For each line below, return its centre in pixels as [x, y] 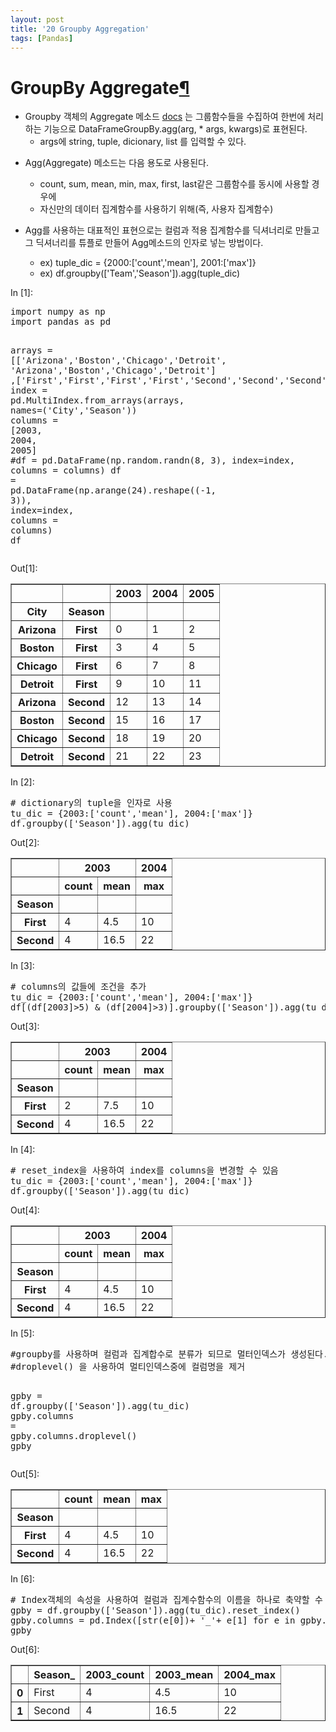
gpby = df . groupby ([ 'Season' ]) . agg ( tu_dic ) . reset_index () [155, 1610]
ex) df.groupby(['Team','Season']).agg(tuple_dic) [140, 273]
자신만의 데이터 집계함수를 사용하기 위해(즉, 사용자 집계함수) [156, 209]
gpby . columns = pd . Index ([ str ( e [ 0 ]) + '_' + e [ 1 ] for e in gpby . [168, 1620]
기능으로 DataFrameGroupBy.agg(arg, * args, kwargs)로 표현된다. [175, 129]
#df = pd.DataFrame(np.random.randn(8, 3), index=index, [153, 460]
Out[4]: [25, 1210]
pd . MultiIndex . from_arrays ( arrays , [97, 400]
